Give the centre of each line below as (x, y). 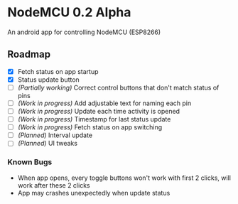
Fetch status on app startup (58, 71)
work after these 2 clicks (54, 185)
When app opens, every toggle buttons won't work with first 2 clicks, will (124, 178)
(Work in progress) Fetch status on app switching (90, 127)
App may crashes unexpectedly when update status (94, 193)
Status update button (48, 80)
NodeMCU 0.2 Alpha (69, 12)
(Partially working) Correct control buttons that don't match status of (118, 87)
